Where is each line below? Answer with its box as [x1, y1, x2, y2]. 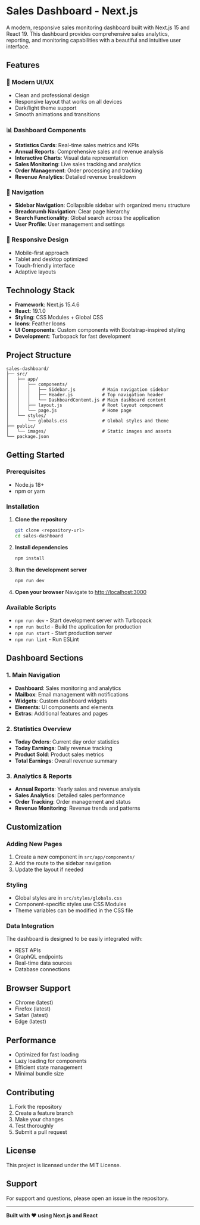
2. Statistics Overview [6, 725, 71, 733]
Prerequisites [6, 468, 46, 476]
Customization [6, 822, 62, 832]
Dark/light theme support [14, 104, 77, 111]
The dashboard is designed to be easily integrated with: [6, 935, 143, 943]
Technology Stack [6, 285, 75, 296]
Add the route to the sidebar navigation [14, 859, 111, 866]
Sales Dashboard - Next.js [6, 4, 138, 18]
